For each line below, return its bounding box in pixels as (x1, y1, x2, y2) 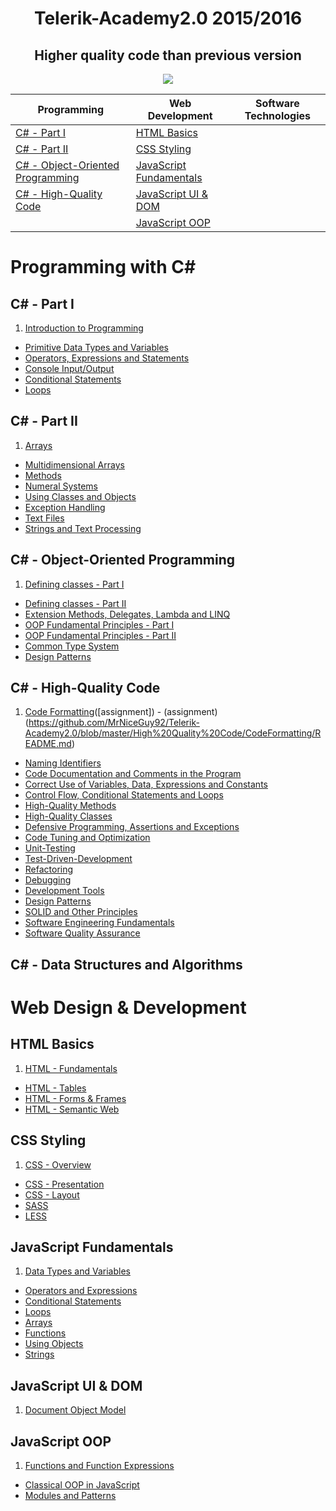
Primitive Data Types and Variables (24, 342, 169, 353)
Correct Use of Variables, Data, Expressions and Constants (24, 778, 268, 791)
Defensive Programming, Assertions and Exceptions (24, 821, 240, 833)
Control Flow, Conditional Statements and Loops (24, 789, 224, 801)
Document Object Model (24, 1404, 127, 1416)
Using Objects (24, 1338, 84, 1350)
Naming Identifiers (24, 757, 102, 769)
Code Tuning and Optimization (24, 832, 151, 844)
